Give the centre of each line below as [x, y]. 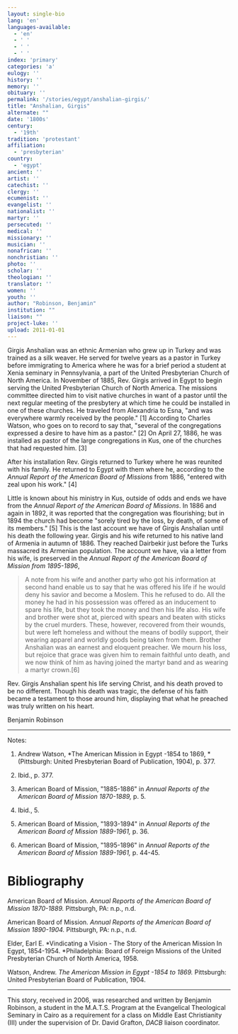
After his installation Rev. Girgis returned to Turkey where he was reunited [115, 462]
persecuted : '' [30, 225]
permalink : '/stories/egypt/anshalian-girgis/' [79, 100]
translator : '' [30, 284]
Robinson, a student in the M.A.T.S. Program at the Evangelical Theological [117, 1007]
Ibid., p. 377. [35, 775]
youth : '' [22, 297]
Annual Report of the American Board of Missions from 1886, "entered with [117, 477]
